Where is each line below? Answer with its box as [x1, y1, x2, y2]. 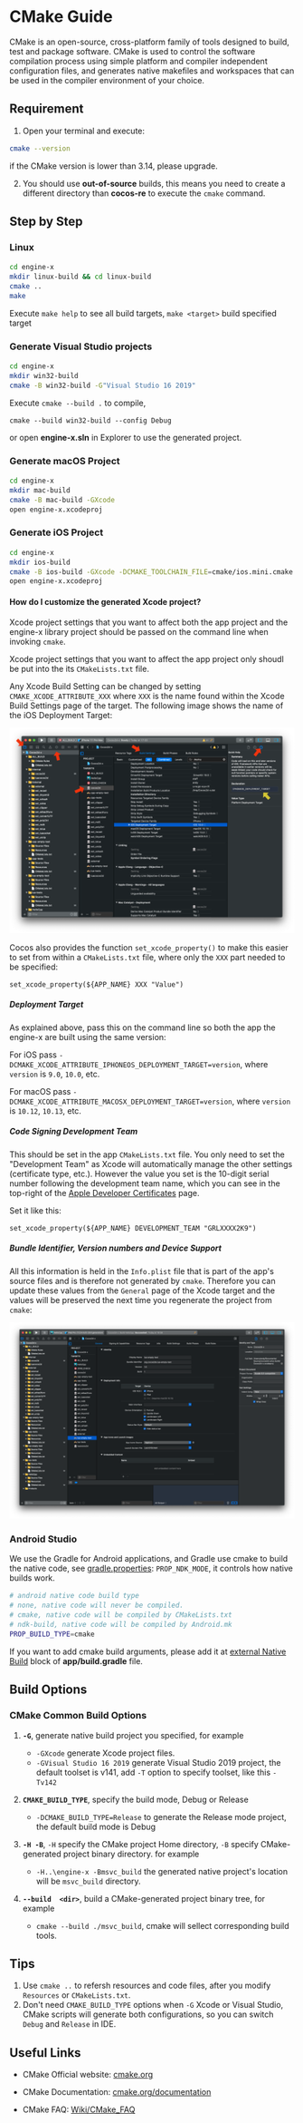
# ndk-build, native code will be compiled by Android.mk [9, 1621, 232, 1630]
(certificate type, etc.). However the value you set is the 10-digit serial [9, 1168, 270, 1179]
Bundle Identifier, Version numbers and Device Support [9, 1242, 222, 1253]
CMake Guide [9, 6, 113, 27]
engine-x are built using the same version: [9, 1031, 166, 1042]
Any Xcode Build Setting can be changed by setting [9, 680, 202, 691]
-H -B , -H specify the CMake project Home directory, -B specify [22, 1838, 260, 1849]
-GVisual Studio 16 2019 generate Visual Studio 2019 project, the [35, 1757, 281, 1768]
